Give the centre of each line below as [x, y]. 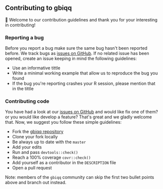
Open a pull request [32, 168]
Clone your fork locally [35, 137]
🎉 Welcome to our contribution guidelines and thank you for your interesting [81, 19]
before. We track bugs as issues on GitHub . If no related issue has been [77, 54]
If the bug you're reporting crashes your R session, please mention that [84, 84]
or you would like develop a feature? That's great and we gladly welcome [79, 117]
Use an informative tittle [36, 68]
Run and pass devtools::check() [45, 152]
